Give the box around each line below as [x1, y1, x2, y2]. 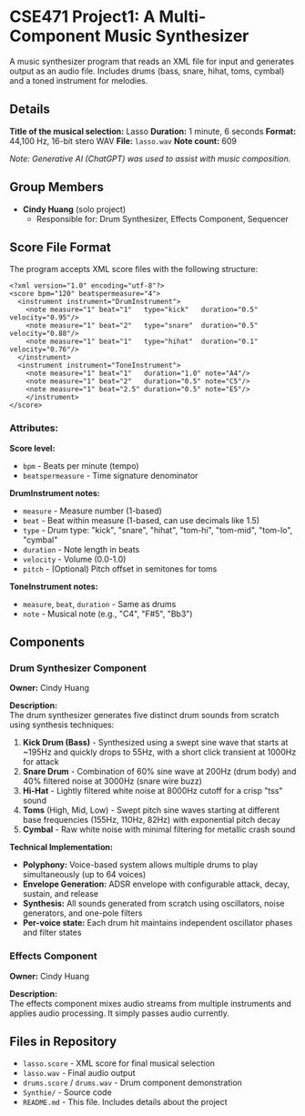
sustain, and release [22, 888, 98, 899]
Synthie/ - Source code [22, 1087, 112, 1098]
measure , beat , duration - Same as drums [22, 598, 177, 609]
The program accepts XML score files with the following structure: [9, 264, 259, 275]
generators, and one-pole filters [22, 908, 143, 918]
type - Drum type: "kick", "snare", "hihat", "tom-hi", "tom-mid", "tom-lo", [22, 524, 293, 535]
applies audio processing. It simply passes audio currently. [9, 1008, 230, 1019]
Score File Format [9, 239, 112, 255]
